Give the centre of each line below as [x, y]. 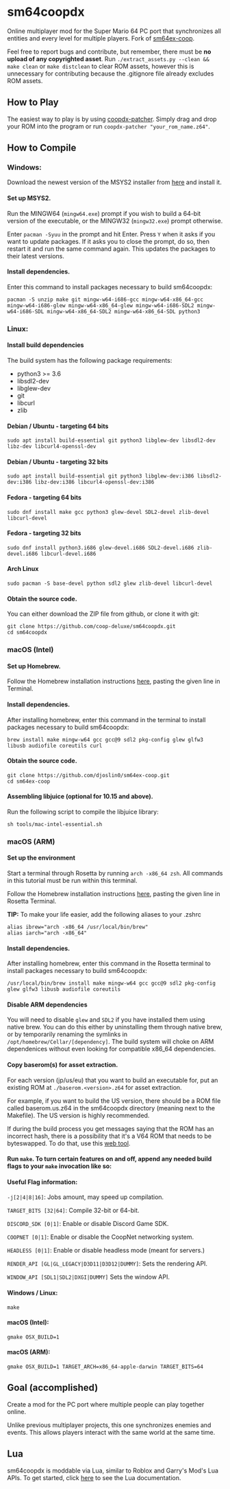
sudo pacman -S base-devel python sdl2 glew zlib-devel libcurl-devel [110, 583]
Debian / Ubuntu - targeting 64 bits [58, 426]
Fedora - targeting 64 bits [44, 497]
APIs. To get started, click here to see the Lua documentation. [94, 1477]
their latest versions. [36, 256]
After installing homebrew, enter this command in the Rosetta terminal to [109, 963]
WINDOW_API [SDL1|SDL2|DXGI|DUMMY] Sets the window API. [88, 1277]
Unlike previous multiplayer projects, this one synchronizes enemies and [109, 1425]
